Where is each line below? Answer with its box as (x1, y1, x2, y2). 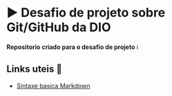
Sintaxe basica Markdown (16, 81, 90, 90)
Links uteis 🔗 (6, 64, 63, 75)
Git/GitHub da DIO (6, 19, 111, 35)
